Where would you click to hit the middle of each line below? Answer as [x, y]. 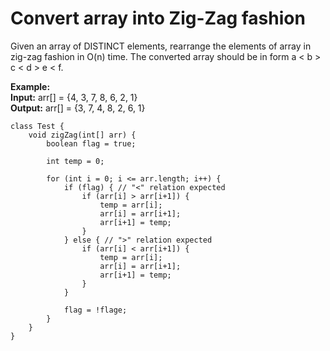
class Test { [37, 126]
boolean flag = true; [91, 143]
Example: [30, 86]
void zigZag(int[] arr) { [82, 135]
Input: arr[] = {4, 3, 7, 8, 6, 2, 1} [74, 97]
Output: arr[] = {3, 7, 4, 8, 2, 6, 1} [78, 108]
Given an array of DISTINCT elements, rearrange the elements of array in [161, 46]
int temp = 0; [75, 161]
